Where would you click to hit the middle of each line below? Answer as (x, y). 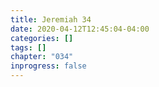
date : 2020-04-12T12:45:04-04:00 (80, 29)
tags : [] (28, 47)
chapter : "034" (42, 57)
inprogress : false (48, 66)
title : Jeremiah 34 (51, 19)
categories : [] (42, 38)
